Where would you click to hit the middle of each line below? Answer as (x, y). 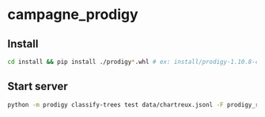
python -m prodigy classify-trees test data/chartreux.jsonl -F (115, 104)
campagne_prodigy (73, 15)
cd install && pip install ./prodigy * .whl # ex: (89, 62)
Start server (38, 87)
